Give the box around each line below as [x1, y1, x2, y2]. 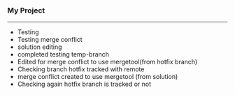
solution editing [17, 43, 62, 51]
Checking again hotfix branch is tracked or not [17, 80, 152, 89]
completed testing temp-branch [17, 50, 110, 59]
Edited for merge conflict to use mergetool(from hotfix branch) [17, 58, 198, 66]
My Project [7, 6, 45, 15]
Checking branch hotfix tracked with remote [17, 65, 145, 73]
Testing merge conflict [17, 36, 83, 44]
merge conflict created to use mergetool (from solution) [17, 73, 178, 81]
